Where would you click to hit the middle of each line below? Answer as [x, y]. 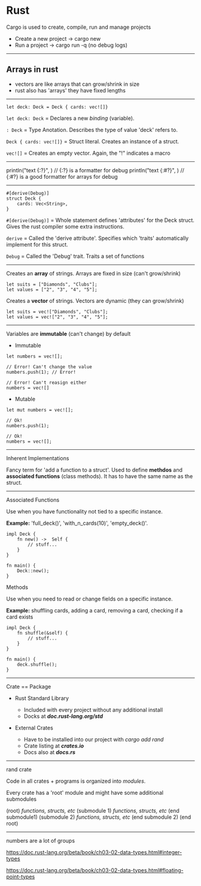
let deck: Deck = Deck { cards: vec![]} [57, 107]
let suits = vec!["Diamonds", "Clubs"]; [57, 312]
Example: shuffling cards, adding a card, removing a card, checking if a [95, 610]
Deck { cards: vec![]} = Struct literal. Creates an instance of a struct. [93, 141]
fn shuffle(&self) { [42, 633]
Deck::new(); [33, 570]
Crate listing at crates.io [54, 746]
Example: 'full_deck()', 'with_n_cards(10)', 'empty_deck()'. [77, 523]
